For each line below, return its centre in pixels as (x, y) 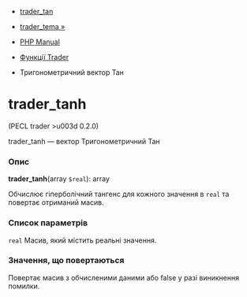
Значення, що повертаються (66, 261)
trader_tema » (42, 26)
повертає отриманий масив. (56, 202)
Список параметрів (48, 223)
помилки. (24, 286)
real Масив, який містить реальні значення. (82, 240)
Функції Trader (44, 57)
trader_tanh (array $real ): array (59, 179)
